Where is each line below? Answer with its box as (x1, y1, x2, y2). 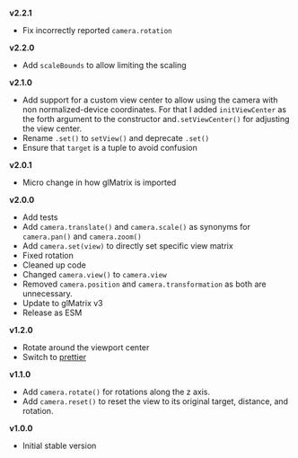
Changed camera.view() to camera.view (22, 269, 168, 279)
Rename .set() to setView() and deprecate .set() (22, 133, 209, 143)
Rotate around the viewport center (22, 342, 150, 353)
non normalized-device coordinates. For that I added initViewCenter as (22, 104, 287, 115)
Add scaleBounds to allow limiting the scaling (22, 60, 187, 70)
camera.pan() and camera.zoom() (22, 231, 142, 242)
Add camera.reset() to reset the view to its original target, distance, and (22, 396, 289, 407)
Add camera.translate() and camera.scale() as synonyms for (22, 222, 251, 232)
